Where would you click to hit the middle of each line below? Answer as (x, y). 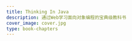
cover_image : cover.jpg (36, 23)
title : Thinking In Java (38, 12)
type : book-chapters (32, 29)
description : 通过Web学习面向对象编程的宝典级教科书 (66, 17)
